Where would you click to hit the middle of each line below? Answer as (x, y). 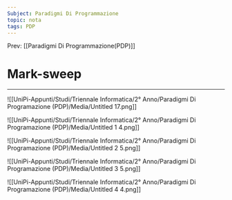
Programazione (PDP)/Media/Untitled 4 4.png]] (74, 190)
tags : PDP (21, 26)
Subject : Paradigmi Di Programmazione (63, 13)
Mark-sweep (45, 74)
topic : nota (24, 20)
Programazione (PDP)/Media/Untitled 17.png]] (72, 107)
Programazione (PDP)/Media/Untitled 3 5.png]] (74, 169)
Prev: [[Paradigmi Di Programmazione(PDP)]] (71, 46)
